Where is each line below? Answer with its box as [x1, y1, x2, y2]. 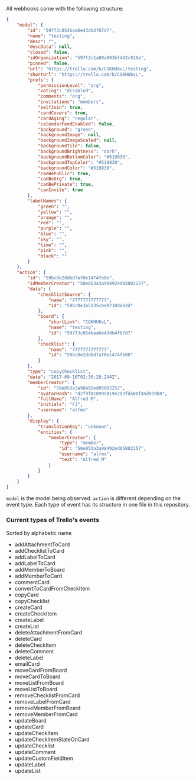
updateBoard [14, 717, 47, 724]
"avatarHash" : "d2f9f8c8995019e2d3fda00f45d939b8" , [37, 391, 168, 397]
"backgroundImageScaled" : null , [37, 137, 117, 144]
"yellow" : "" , [37, 209, 73, 215]
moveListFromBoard [14, 679, 64, 686]
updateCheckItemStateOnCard [14, 736, 90, 743]
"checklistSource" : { [37, 291, 92, 298]
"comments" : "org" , [37, 94, 86, 99]
